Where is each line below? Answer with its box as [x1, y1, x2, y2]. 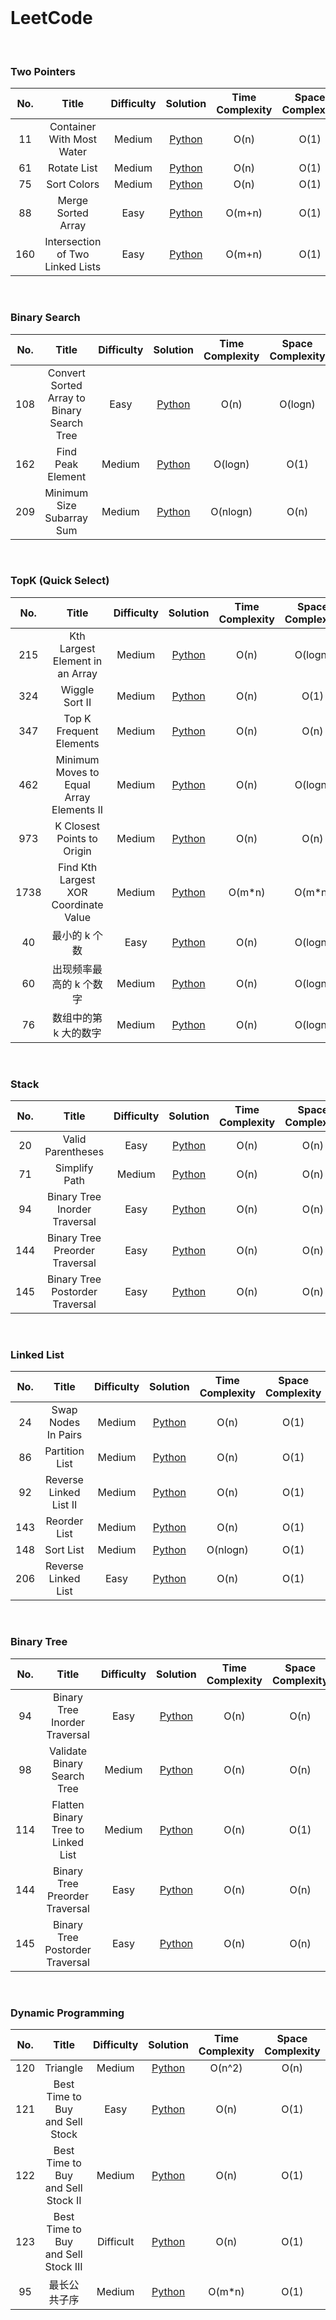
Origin [63, 844, 92, 858]
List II [51, 1498, 78, 1512]
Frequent [56, 724, 99, 738]
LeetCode [10, 7, 93, 30]
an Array [57, 666, 98, 680]
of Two [56, 247, 90, 261]
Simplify [54, 1161, 94, 1175]
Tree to [51, 1822, 85, 1836]
